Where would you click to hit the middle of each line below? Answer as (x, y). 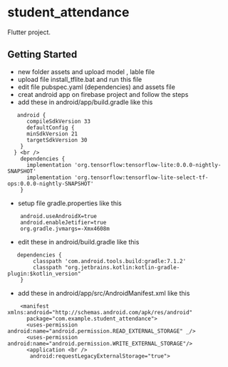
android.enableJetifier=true (63, 222)
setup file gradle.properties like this (70, 203)
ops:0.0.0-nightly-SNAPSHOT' (51, 183)
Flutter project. (29, 32)
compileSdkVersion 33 (58, 121)
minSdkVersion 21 (52, 134)
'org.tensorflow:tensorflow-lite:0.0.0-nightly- (148, 165)
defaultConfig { (50, 128)
